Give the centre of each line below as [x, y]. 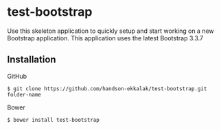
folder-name [24, 94]
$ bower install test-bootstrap [53, 120]
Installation [32, 60]
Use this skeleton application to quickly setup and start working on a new [110, 31]
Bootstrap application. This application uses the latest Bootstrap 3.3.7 [105, 38]
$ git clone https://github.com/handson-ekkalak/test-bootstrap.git [107, 89]
